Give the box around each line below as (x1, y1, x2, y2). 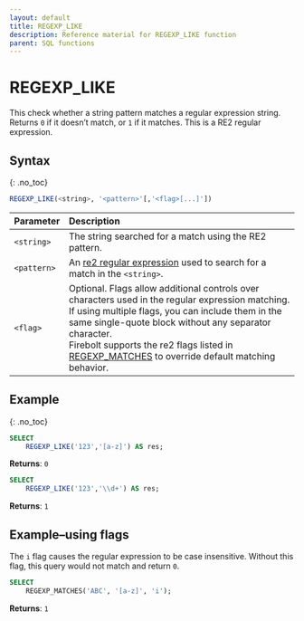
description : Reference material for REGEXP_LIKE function (9, 30, 237, 39)
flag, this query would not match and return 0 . (9, 560, 180, 571)
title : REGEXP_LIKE (9, 22, 83, 31)
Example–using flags (9, 527, 129, 542)
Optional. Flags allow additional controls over (68, 282, 260, 294)
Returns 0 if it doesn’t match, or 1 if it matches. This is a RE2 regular (9, 117, 261, 128)
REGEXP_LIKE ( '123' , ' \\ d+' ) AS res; (25, 484, 160, 493)
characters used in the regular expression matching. (68, 293, 290, 306)
